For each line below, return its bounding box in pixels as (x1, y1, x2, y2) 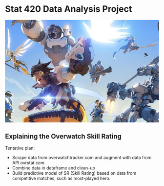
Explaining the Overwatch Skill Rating (5, 132, 122, 140)
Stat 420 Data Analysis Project (5, 3, 132, 15)
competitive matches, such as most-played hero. (12, 175, 111, 182)
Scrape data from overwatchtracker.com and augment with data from (12, 155, 152, 161)
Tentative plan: (5, 145, 35, 151)
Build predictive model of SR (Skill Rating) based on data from (12, 170, 137, 176)
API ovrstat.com (12, 160, 45, 166)
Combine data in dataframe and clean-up (12, 165, 95, 171)
